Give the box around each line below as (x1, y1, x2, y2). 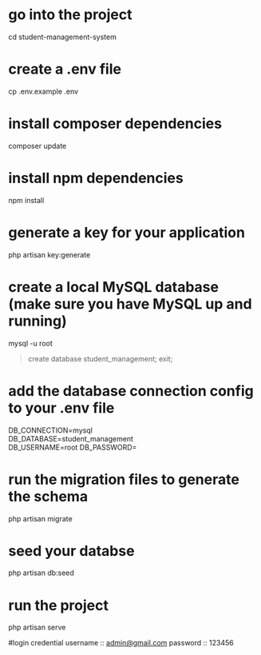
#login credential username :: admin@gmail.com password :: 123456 (8, 638, 234, 648)
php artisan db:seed (8, 568, 74, 577)
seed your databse (8, 541, 135, 560)
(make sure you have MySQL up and (8, 294, 253, 313)
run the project (8, 596, 109, 614)
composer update (8, 141, 67, 150)
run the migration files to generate (8, 470, 239, 489)
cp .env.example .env (8, 86, 78, 96)
